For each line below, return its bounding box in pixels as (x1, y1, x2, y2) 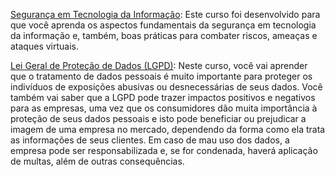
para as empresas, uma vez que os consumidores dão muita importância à (10, 102, 318, 114)
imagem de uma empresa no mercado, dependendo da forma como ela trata (10, 124, 326, 135)
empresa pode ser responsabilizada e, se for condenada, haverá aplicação (10, 145, 318, 156)
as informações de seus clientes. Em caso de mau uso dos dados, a (10, 134, 290, 146)
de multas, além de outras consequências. (10, 155, 185, 167)
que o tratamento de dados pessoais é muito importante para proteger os (10, 70, 313, 82)
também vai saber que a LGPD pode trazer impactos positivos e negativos (10, 92, 316, 103)
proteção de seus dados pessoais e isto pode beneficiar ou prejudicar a (10, 113, 307, 124)
